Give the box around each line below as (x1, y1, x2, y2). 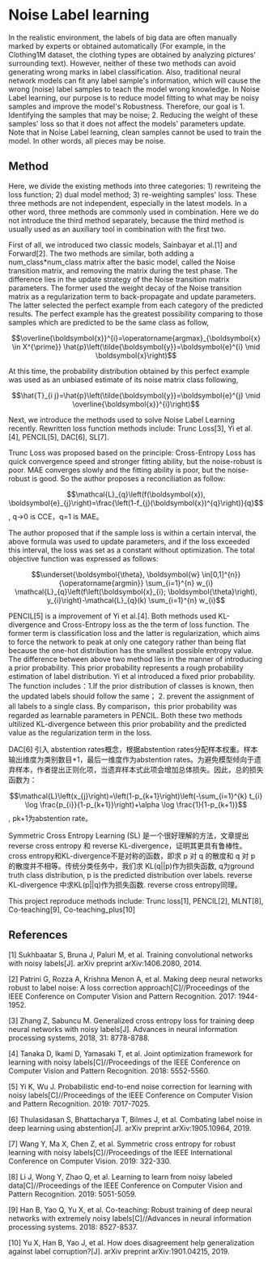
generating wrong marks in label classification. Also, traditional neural (8, 67, 241, 76)
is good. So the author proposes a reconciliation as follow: (32, 473, 226, 484)
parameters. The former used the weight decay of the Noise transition (8, 282, 242, 293)
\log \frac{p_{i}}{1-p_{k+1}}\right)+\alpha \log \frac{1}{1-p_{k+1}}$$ (24, 799, 248, 809)
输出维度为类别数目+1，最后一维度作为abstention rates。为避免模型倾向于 (8, 755, 255, 764)
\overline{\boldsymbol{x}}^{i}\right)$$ (72, 399, 200, 409)
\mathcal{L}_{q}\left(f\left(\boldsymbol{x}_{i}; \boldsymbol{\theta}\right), (15, 587, 257, 596)
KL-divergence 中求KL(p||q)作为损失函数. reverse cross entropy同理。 (8, 879, 243, 889)
